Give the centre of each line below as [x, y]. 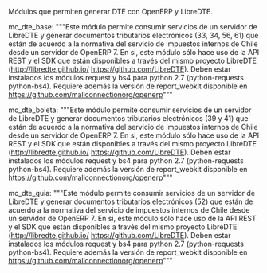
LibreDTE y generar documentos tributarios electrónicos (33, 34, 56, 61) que [133, 35]
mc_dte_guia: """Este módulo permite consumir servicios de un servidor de [132, 193]
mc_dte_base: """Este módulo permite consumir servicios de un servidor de [133, 27]
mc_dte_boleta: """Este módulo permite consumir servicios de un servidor [130, 110]
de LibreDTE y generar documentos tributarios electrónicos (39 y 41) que [128, 118]
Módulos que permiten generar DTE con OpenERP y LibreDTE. [110, 12]
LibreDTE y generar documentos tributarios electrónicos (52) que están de [131, 201]
